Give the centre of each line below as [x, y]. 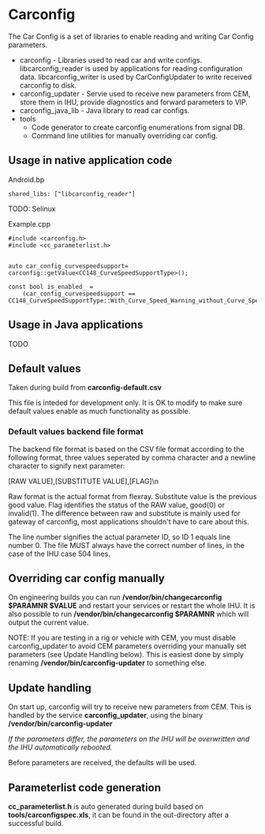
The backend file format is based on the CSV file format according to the [126, 449]
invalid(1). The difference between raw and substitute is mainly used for [124, 513]
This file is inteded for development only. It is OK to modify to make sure [125, 403]
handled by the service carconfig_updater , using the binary [106, 716]
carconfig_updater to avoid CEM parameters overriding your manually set [127, 646]
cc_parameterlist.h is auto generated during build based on [106, 806]
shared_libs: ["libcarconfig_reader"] [72, 194]
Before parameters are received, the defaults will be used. [103, 763]
